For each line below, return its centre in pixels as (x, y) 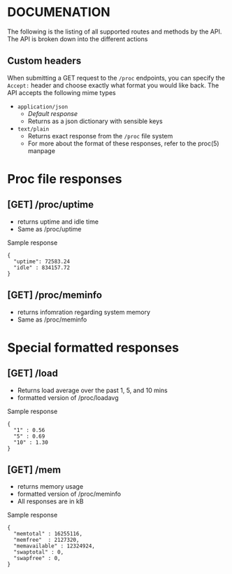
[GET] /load (32, 374)
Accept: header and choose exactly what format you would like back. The (113, 85)
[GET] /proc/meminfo (55, 295)
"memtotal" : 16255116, (48, 534)
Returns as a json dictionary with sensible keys (95, 121)
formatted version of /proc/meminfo (69, 494)
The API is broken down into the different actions (78, 38)
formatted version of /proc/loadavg (68, 397)
